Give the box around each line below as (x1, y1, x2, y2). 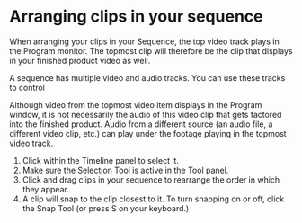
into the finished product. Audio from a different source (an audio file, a (9, 119, 273, 129)
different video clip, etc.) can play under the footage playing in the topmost (9, 128, 287, 138)
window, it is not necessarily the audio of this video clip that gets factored (9, 109, 282, 120)
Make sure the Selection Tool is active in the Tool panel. (22, 165, 229, 175)
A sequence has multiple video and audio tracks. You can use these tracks (9, 72, 286, 83)
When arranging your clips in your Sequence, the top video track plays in (9, 36, 280, 47)
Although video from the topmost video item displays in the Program (9, 99, 262, 110)
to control (9, 82, 45, 93)
